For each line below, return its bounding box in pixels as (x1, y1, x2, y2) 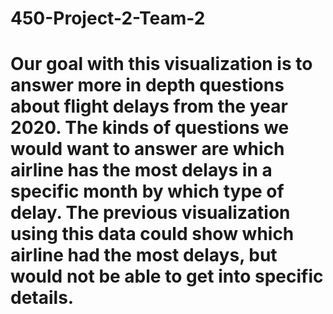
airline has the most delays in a (10, 159, 273, 182)
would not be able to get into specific (10, 265, 324, 288)
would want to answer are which (10, 138, 285, 161)
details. (10, 287, 75, 309)
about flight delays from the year (10, 95, 288, 118)
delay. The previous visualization (10, 202, 291, 224)
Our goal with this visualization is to (10, 53, 313, 76)
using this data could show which (10, 223, 295, 246)
